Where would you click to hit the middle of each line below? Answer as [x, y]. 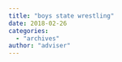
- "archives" [38, 38]
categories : [28, 31]
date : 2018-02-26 [38, 23]
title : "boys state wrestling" [61, 16]
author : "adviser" [39, 46]
